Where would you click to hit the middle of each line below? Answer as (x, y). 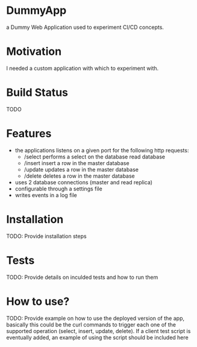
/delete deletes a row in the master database (80, 176)
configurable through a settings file (58, 189)
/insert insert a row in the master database (77, 163)
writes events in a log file (46, 195)
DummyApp (36, 11)
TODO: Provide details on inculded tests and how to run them (82, 277)
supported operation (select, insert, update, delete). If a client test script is (98, 331)
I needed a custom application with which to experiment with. (83, 68)
